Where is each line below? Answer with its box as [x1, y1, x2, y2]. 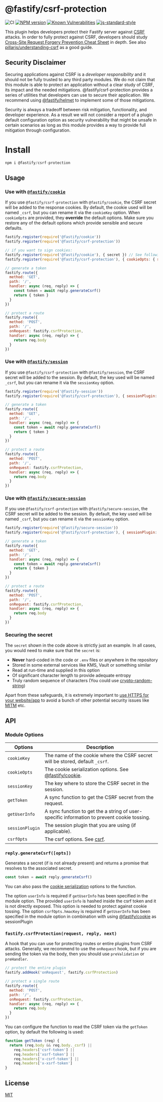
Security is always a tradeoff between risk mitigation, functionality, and [5, 106, 147, 112]
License [5, 1079, 30, 1087]
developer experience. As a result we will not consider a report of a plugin [5, 112, 153, 118]
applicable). [44, 827, 72, 834]
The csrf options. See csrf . [44, 836, 105, 843]
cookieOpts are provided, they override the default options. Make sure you [5, 215, 154, 221]
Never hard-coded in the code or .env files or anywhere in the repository [12, 657, 158, 663]
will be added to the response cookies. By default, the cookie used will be [5, 205, 152, 210]
